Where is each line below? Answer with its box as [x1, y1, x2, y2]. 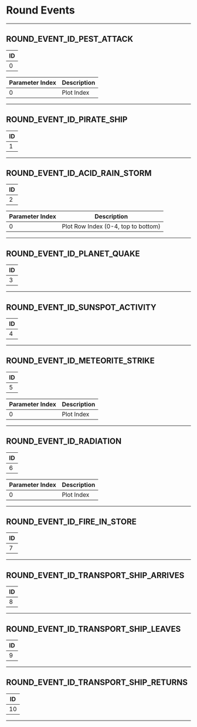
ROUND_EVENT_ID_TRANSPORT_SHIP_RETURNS [6, 678, 188, 688]
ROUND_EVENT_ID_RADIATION [6, 436, 122, 446]
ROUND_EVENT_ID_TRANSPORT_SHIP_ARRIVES [6, 570, 185, 580]
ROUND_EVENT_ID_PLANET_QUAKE [6, 248, 140, 259]
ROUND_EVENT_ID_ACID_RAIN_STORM [6, 168, 152, 178]
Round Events [6, 4, 75, 17]
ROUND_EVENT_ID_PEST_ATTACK [6, 34, 134, 44]
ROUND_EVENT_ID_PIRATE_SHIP [6, 115, 128, 125]
